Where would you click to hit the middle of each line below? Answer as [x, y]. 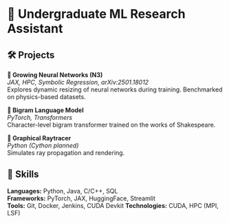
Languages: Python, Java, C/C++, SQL [63, 191]
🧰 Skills [23, 174]
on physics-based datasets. [46, 97]
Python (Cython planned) [43, 145]
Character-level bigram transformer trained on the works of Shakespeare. [111, 125]
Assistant [35, 29]
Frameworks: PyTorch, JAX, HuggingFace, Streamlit [81, 198]
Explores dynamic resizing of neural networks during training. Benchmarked [115, 89]
